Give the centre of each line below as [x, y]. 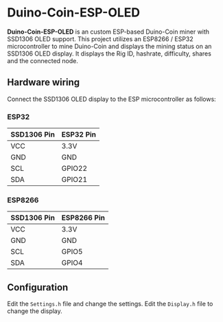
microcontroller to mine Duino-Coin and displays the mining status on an [109, 46]
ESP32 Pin [79, 135]
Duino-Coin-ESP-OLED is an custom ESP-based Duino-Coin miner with [108, 32]
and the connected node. [43, 60]
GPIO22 [74, 168]
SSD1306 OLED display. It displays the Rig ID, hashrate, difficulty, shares [109, 54]
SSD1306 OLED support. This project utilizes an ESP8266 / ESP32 [100, 38]
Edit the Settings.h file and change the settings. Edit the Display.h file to [110, 304]
